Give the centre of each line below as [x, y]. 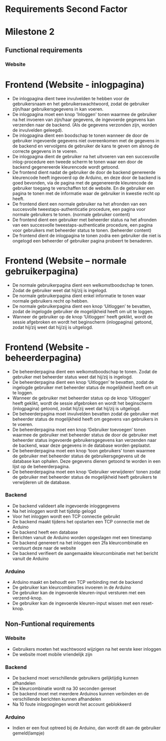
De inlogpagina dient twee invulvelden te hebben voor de [71, 98]
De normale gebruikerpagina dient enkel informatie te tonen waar [79, 296]
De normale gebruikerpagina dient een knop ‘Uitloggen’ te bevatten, [82, 306]
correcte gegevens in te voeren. [45, 151]
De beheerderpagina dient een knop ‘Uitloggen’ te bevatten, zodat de [83, 382]
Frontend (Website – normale [66, 261]
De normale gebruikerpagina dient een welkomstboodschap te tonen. [83, 285]
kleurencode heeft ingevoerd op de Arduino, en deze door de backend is [86, 178]
